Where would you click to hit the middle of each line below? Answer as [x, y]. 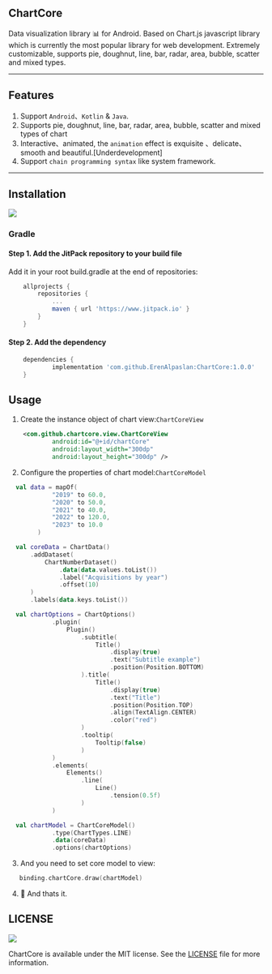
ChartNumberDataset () [81, 562]
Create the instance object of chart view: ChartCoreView [112, 419]
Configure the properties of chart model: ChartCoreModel [113, 472]
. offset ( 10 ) [79, 585]
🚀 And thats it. [43, 894]
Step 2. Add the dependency [57, 342]
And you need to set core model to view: [88, 864]
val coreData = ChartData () [63, 547]
